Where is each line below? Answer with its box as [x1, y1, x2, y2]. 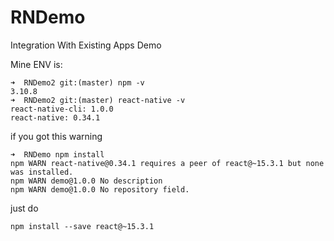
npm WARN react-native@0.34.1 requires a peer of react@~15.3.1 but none [10, 158, 325, 168]
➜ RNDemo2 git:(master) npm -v [10, 77, 145, 88]
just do [10, 202, 39, 214]
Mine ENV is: [10, 58, 63, 70]
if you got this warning [10, 130, 103, 142]
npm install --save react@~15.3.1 [10, 221, 155, 231]
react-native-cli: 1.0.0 [10, 104, 114, 114]
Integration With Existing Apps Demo [10, 39, 162, 51]
